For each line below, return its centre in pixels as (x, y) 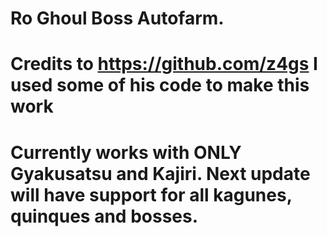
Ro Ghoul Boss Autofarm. (117, 18)
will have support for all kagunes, (151, 194)
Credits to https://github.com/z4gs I (164, 64)
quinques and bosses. (104, 216)
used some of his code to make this (160, 85)
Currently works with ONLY (126, 152)
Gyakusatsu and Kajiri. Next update (160, 173)
